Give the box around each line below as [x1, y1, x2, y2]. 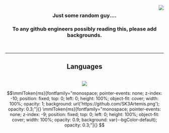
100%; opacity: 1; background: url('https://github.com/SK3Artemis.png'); [9, 101, 160, 107]
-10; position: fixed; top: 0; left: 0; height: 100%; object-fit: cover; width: [10, 95, 159, 101]
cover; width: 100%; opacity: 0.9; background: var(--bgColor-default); [12, 117, 157, 123]
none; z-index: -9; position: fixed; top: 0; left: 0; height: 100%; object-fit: [10, 111, 159, 117]
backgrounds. [67, 31, 102, 38]
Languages [66, 62, 103, 70]
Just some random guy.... [52, 12, 117, 19]
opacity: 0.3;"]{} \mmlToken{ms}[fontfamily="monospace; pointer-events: [8, 106, 161, 112]
